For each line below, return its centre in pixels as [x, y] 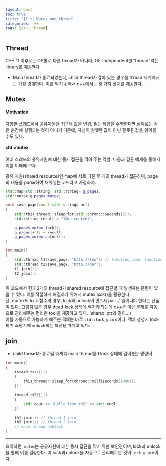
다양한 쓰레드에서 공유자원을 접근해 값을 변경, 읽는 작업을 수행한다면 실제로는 [79, 124]
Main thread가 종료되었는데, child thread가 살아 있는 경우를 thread [78, 77]
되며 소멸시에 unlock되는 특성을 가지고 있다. [48, 325]
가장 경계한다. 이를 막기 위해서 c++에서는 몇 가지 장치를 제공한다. [81, 83]
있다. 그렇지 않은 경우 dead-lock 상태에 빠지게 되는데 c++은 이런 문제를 [80, 307]
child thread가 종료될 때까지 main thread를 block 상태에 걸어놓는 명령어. [83, 354]
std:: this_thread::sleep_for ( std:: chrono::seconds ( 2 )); [73, 214]
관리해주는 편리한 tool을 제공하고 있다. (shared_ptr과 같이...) [73, 313]
